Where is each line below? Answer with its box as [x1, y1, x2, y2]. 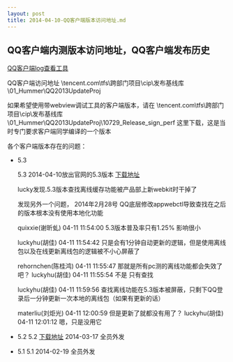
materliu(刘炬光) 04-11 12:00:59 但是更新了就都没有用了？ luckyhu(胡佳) [17, 309, 224, 317]
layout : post [7, 10, 45, 17]
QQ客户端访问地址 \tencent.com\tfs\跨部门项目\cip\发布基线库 [7, 79, 185, 87]
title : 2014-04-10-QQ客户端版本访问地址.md [7, 17, 126, 24]
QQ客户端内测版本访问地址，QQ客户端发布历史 [7, 44, 211, 56]
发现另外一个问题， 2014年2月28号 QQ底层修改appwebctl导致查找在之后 [17, 200, 227, 209]
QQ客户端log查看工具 [7, 64, 68, 73]
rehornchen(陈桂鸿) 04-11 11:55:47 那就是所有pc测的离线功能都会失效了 [17, 262, 223, 271]
